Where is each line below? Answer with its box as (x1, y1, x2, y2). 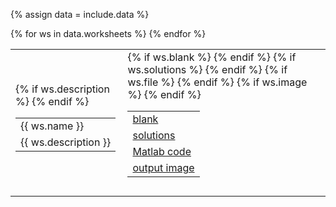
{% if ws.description (15, 82, 110, 96)
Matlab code (132, 145, 192, 158)
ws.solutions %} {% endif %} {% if (127, 63, 288, 76)
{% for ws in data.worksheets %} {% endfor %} (10, 28, 207, 39)
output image (132, 161, 195, 174)
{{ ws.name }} (20, 119, 85, 133)
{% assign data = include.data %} (10, 9, 150, 20)
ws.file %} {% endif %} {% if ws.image (127, 75, 308, 89)
